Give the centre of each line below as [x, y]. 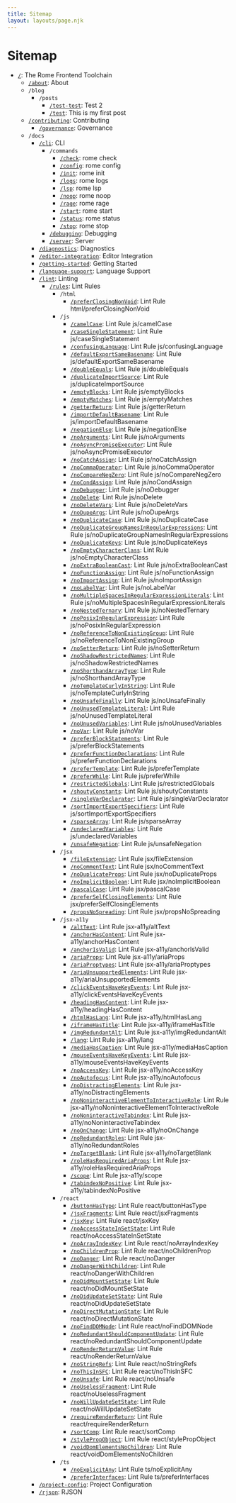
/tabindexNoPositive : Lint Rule [115, 1183]
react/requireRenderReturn [110, 1424]
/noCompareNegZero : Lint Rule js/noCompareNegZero [146, 475]
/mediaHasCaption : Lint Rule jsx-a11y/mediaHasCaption [149, 1048]
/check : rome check [88, 158]
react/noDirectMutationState [112, 1319]
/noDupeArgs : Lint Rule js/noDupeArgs [125, 512]
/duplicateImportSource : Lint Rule [120, 377]
